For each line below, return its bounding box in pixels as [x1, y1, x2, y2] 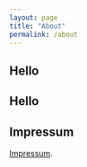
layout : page [9, 13, 58, 22]
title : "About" [9, 22, 66, 31]
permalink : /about [9, 30, 78, 39]
